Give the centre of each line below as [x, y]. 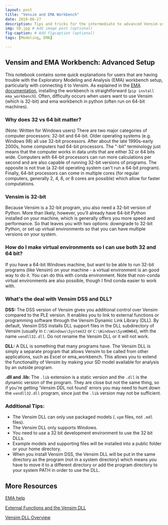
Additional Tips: [25, 406]
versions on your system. [31, 234]
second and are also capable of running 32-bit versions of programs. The [81, 162]
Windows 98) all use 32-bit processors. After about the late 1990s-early [79, 141]
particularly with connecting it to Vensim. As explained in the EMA [73, 85]
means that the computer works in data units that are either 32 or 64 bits [80, 151]
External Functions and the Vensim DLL [46, 507]
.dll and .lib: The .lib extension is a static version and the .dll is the [76, 377]
